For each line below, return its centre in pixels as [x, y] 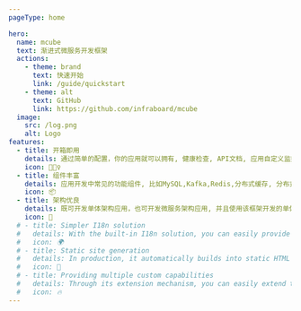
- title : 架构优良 [48, 201]
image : [29, 117]
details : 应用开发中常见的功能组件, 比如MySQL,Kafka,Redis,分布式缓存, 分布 [157, 184]
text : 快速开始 [58, 76]
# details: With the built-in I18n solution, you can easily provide [154, 234]
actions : [33, 59]
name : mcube [39, 42]
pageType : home [37, 17]
